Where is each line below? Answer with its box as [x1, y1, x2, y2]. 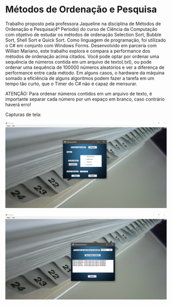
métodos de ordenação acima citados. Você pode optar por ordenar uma [5, 53, 160, 60]
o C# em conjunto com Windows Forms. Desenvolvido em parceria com [5, 42, 157, 48]
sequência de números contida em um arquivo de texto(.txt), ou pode [5, 59, 152, 65]
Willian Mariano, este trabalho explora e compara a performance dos [5, 48, 150, 54]
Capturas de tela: [5, 111, 42, 118]
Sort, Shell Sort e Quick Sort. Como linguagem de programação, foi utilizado [5, 37, 166, 43]
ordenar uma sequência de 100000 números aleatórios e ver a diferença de [5, 64, 165, 70]
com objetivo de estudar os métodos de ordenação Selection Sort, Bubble [5, 31, 162, 37]
